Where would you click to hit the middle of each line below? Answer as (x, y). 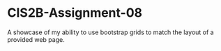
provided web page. (36, 39)
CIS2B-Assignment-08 (75, 13)
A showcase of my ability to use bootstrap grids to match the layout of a (110, 32)
